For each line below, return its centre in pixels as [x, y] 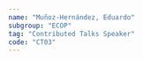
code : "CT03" [32, 42]
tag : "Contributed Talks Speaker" [72, 34]
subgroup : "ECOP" [40, 26]
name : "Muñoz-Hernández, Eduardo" [72, 17]
